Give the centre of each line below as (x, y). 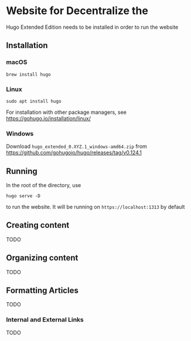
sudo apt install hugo (34, 101)
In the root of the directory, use (44, 185)
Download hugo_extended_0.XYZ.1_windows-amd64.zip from (77, 146)
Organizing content (42, 258)
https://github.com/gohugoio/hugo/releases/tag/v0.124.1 (74, 153)
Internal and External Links (45, 320)
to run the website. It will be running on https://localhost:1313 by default (95, 207)
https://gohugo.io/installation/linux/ (48, 118)
